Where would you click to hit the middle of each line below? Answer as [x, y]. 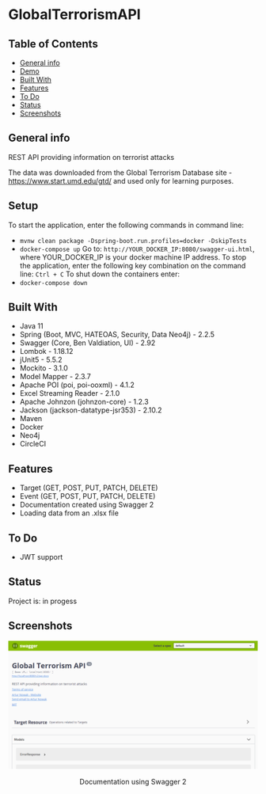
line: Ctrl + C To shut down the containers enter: [100, 274]
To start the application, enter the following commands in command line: [126, 225]
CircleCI [32, 444]
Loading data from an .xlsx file [69, 513]
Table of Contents [53, 44]
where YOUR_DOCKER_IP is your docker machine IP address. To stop [133, 257]
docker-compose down [53, 283]
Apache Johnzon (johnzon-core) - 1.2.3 [84, 402]
